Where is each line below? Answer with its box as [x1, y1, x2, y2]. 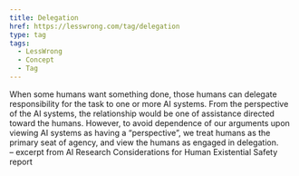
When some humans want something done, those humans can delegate [9, 88, 278, 100]
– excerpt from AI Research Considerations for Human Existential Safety [9, 146, 278, 157]
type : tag [9, 30, 47, 39]
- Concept [17, 55, 54, 64]
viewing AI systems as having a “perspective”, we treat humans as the [9, 127, 271, 138]
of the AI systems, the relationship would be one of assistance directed [9, 108, 275, 119]
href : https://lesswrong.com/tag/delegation [9, 22, 180, 31]
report [9, 156, 34, 167]
